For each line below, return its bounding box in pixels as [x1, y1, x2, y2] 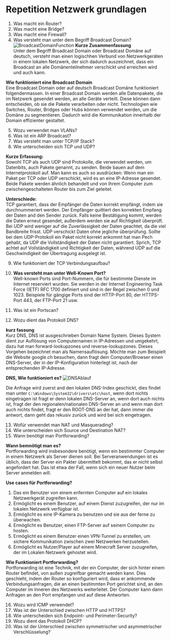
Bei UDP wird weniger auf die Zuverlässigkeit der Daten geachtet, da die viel [6, 223, 166, 229]
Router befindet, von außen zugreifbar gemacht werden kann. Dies [6, 570, 146, 576]
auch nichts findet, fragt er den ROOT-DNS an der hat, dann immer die [6, 406, 153, 413]
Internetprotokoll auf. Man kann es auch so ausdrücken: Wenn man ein [6, 170, 154, 176]
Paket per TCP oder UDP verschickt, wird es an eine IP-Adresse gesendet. [6, 175, 162, 181]
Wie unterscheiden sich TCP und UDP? [13, 143, 96, 149]
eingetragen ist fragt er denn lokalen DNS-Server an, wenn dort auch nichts [6, 395, 165, 402]
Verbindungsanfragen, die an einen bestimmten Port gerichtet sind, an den [6, 581, 163, 587]
